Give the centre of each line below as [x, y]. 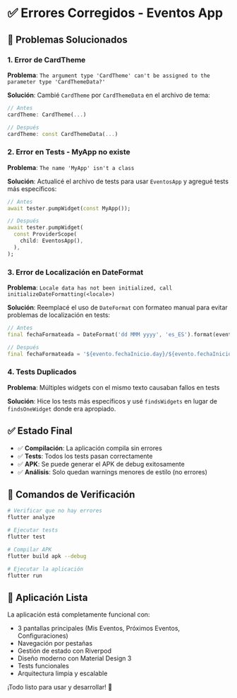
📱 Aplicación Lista [48, 597]
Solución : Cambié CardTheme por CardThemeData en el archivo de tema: [109, 95]
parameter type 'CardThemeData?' [56, 82]
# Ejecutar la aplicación [45, 569]
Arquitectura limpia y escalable [62, 673]
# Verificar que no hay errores [55, 511]
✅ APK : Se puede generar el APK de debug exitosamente [101, 464]
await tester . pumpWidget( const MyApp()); [69, 208]
